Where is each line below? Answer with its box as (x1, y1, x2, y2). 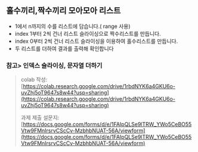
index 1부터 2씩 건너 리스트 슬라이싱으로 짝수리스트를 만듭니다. (14, 30, 161, 37)
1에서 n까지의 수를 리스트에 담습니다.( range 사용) (14, 23, 131, 30)
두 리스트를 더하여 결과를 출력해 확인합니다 (14, 45, 115, 52)
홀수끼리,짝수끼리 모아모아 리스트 (6, 5, 121, 16)
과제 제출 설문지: (20, 114, 60, 121)
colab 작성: (20, 76, 48, 83)
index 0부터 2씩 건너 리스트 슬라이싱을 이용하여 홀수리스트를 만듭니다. (14, 38, 178, 45)
